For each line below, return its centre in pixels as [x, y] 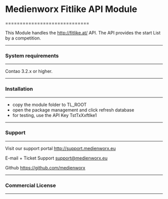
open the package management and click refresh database [73, 110]
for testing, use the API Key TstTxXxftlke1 [54, 115]
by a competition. [23, 38]
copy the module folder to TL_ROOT [49, 104]
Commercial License [31, 185]
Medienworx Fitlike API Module [71, 9]
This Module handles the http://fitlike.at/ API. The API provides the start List [83, 32]
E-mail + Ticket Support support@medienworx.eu [56, 158]
